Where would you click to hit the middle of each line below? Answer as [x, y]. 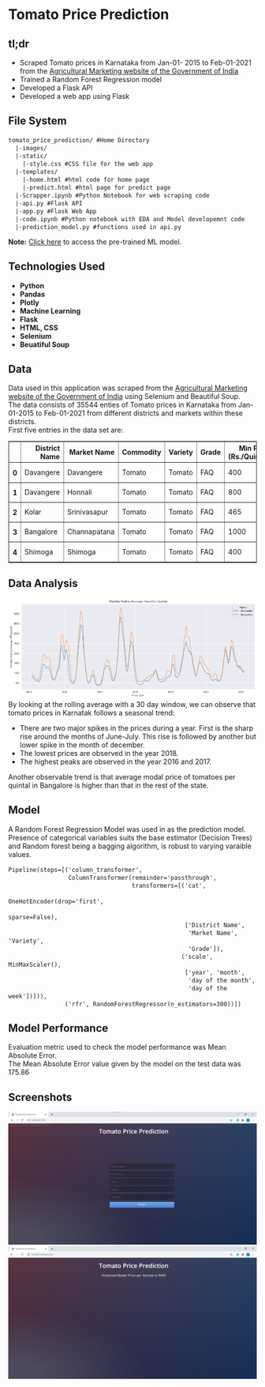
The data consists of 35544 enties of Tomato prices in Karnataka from [122, 405]
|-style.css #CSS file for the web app [88, 164]
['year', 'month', [215, 972]
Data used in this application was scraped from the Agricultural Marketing [128, 388]
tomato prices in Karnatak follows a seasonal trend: [91, 712]
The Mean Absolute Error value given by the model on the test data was [125, 1064]
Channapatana [91, 532]
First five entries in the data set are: [66, 430]
